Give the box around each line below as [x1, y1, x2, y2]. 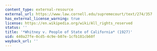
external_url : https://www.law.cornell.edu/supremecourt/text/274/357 [5, 12, 153, 17]
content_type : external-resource [5, 7, 74, 12]
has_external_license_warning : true [5, 16, 80, 21]
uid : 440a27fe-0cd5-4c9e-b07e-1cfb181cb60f [5, 34, 96, 39]
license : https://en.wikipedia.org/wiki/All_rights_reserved [5, 20, 133, 26]
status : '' [5, 25, 27, 30]
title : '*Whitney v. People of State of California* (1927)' [5, 30, 133, 34]
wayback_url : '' [5, 39, 38, 44]
